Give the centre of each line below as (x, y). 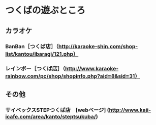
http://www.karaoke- (92, 69)
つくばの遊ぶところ (45, 10)
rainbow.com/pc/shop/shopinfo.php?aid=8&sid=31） (73, 76)
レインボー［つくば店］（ (35, 69)
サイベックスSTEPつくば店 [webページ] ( (57, 110)
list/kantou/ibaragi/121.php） (42, 54)
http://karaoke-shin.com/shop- (98, 46)
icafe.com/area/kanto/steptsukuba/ (51, 116)
